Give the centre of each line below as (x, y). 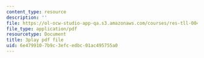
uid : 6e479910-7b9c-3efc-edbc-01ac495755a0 (62, 46)
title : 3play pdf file (35, 40)
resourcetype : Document (36, 34)
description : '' (27, 18)
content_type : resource (36, 12)
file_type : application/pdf (42, 29)
